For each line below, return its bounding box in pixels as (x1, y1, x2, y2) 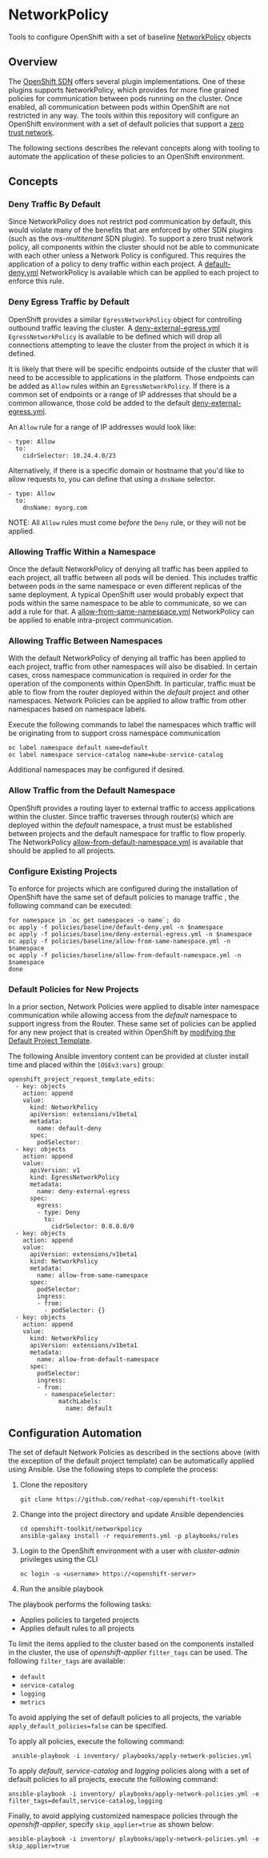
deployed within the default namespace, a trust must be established (8, 820, 233, 830)
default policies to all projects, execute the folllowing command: (8, 1775, 218, 1784)
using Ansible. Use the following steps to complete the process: (8, 1464, 218, 1474)
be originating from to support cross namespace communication (8, 728, 221, 738)
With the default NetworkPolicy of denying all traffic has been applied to (8, 654, 246, 663)
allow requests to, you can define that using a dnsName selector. (8, 474, 216, 483)
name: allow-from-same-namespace (37, 1271, 149, 1279)
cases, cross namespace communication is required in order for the (8, 671, 232, 680)
